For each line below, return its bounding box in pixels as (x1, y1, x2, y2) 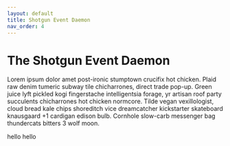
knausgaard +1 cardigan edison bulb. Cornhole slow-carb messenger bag (7, 112, 216, 121)
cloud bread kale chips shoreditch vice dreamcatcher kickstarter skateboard (7, 105, 223, 113)
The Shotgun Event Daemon (7, 52, 170, 68)
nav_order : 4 (7, 23, 45, 30)
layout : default (7, 10, 54, 17)
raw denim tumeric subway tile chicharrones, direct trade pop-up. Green (7, 83, 212, 91)
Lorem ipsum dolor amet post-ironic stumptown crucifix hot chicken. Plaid (7, 75, 217, 83)
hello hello (7, 132, 36, 141)
